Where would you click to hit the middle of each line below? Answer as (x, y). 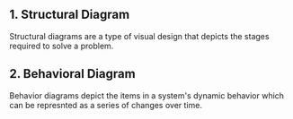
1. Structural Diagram (70, 15)
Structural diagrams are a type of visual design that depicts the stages (139, 36)
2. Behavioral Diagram (73, 74)
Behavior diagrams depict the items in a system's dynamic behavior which (147, 95)
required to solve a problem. (62, 46)
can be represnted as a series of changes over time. (106, 105)
